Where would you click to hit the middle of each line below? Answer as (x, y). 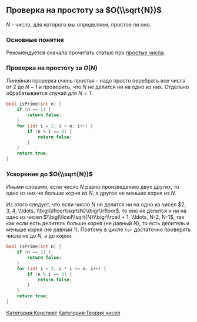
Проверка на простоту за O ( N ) (52, 68)
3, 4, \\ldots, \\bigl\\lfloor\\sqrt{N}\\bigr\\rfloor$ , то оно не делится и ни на (96, 211)
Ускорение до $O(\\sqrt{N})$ (49, 174)
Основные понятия (35, 40)
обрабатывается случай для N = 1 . (49, 93)
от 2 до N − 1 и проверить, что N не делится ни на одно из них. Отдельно (98, 87)
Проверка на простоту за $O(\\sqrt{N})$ (84, 10)
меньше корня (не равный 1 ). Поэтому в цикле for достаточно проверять (98, 229)
